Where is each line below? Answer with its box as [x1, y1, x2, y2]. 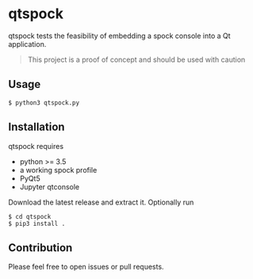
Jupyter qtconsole [19, 182, 80, 191]
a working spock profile [19, 165, 98, 174]
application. [8, 39, 47, 48]
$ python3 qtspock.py [8, 98, 80, 107]
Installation [8, 120, 65, 134]
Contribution [8, 241, 73, 254]
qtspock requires [8, 141, 64, 151]
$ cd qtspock [8, 212, 52, 220]
